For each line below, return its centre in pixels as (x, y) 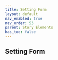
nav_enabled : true (24, 18)
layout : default (21, 14)
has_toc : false (20, 32)
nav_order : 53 (19, 23)
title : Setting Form (26, 9)
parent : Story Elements (29, 28)
